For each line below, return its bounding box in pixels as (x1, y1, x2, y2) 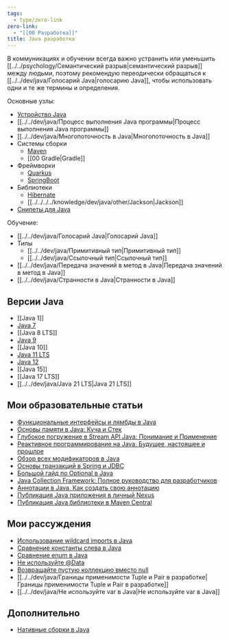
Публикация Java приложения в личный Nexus (16, 491, 155, 499)
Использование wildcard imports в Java (16, 536, 132, 544)
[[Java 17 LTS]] (16, 372, 60, 380)
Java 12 (16, 357, 39, 366)
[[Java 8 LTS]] (16, 328, 58, 337)
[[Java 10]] (16, 343, 48, 351)
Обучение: (7, 219, 38, 227)
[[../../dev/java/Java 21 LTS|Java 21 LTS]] (16, 379, 132, 388)
